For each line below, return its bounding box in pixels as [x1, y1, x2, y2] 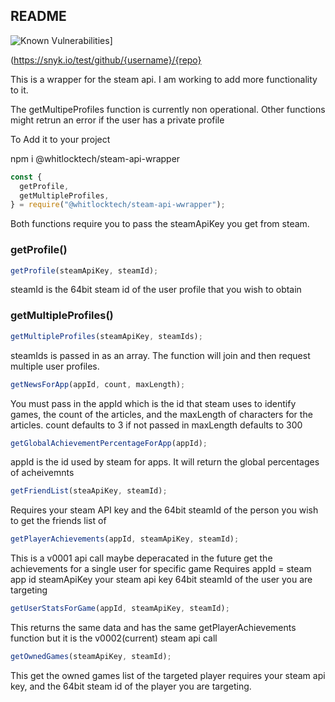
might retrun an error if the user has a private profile [10, 114, 225, 126]
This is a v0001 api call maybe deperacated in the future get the [10, 552, 273, 564]
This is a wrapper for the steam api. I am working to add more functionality [10, 73, 318, 85]
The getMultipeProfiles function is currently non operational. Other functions [10, 103, 326, 115]
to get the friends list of [10, 515, 107, 527]
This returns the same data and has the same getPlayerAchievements [10, 622, 297, 634]
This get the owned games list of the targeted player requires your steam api [10, 669, 326, 681]
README [10, 8, 67, 25]
